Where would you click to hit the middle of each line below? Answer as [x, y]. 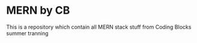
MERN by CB [38, 10]
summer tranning [28, 33]
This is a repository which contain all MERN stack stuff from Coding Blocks [99, 27]
